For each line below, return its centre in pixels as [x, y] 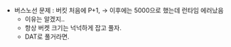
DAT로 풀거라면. [47, 36]
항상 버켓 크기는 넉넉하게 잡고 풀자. [73, 28]
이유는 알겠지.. [45, 19]
